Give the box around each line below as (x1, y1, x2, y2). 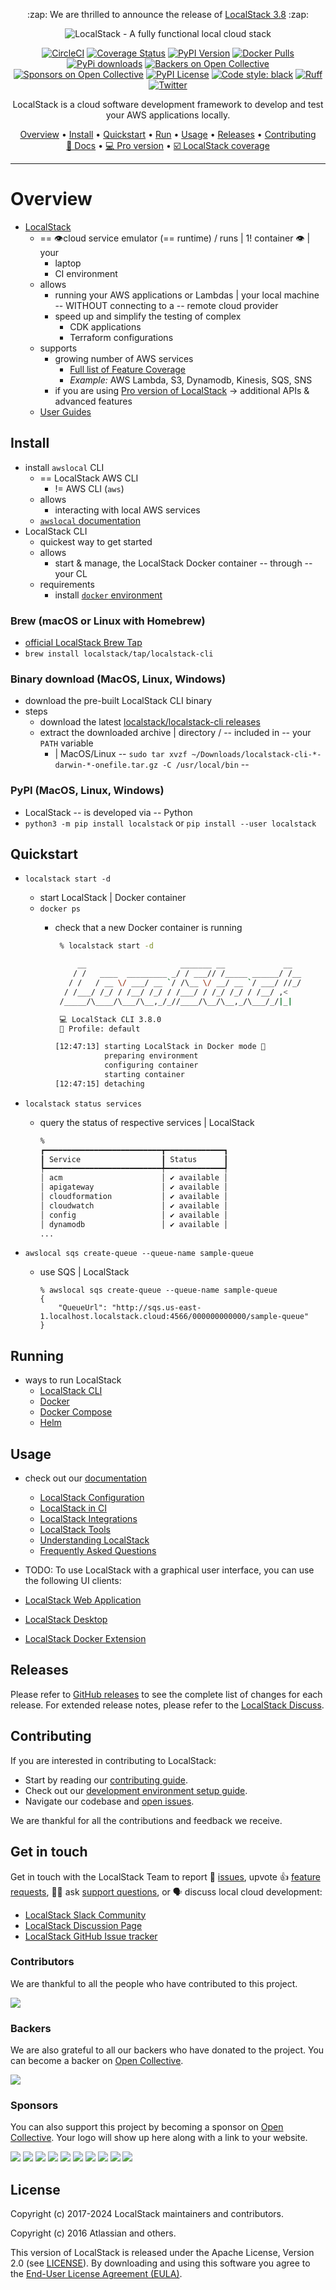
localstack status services (24, 1099, 142, 1109)
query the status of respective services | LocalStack (39, 1116, 255, 1128)
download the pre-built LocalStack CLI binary (24, 695, 213, 707)
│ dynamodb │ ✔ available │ (39, 1219, 229, 1229)
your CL (54, 567, 88, 579)
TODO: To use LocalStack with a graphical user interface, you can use (24, 1564, 315, 1576)
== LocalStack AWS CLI (39, 472, 139, 484)
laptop (54, 257, 82, 269)
